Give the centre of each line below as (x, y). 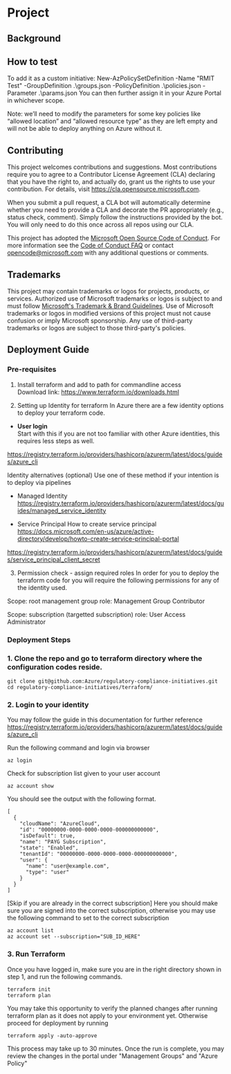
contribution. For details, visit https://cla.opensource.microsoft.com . (104, 189)
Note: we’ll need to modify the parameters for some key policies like (104, 114)
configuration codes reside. (55, 667)
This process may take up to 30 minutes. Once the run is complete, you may (116, 1048)
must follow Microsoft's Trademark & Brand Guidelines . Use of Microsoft (110, 306)
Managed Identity (42, 496)
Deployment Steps (39, 640)
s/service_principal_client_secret (54, 560)
